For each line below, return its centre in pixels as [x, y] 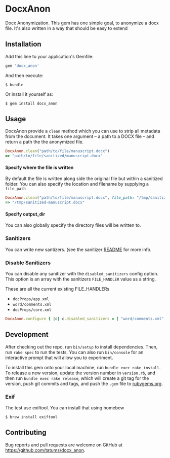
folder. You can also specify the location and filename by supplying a [77, 184]
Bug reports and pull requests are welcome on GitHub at [64, 445]
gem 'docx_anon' [22, 66]
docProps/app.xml [31, 299]
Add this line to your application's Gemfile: [49, 56]
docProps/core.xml [32, 310]
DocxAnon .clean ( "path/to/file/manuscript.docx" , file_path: [70, 198]
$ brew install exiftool [31, 417]
